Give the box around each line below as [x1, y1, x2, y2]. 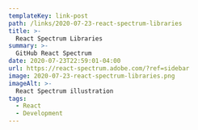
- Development [15, 110, 63, 118]
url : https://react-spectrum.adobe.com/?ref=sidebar [8, 65, 190, 73]
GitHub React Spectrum [15, 49, 92, 57]
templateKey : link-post [8, 11, 89, 20]
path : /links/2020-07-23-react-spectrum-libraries [8, 19, 183, 27]
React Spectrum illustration [15, 86, 114, 95]
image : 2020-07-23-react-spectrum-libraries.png [8, 72, 175, 80]
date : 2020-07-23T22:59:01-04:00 [8, 57, 121, 65]
